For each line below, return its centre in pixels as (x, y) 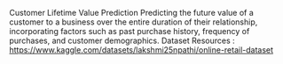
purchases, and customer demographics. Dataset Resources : (122, 40)
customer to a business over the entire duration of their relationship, (134, 22)
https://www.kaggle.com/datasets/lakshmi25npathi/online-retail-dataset (141, 50)
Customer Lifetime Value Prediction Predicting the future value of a (132, 13)
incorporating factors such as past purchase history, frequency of (130, 31)
